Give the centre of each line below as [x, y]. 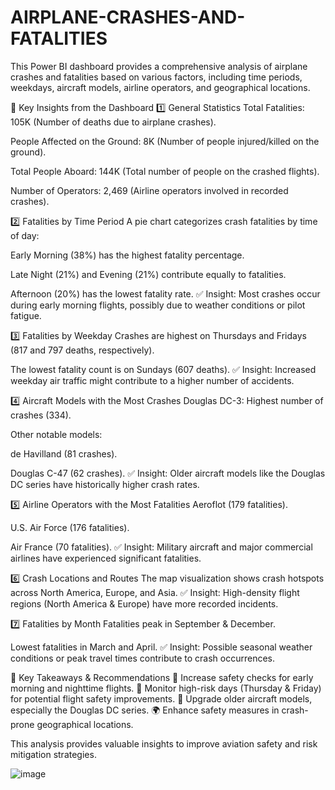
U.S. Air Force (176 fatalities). [70, 527]
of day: [25, 235]
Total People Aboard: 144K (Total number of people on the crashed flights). [165, 171]
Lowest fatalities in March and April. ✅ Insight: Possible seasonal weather [161, 647]
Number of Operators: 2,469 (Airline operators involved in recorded [149, 190]
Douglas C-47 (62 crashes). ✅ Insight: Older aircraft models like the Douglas [168, 473]
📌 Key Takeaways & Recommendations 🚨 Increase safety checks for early [162, 677]
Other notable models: [56, 434]
